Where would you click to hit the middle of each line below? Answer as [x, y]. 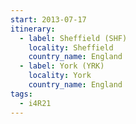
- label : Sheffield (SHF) [73, 38]
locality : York [60, 76]
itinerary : [33, 29]
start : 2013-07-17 [48, 19]
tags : [21, 94]
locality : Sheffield [71, 47]
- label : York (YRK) [62, 66]
